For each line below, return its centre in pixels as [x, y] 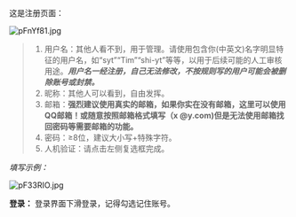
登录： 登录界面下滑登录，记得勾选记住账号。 [92, 203]
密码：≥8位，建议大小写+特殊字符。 [110, 137]
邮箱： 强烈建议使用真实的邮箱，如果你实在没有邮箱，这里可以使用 [165, 104]
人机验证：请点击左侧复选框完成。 [107, 148]
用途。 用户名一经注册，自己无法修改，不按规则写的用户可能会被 [161, 71]
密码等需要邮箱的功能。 [95, 126]
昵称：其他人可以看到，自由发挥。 [107, 93]
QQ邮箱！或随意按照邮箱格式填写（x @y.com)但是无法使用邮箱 [160, 115]
